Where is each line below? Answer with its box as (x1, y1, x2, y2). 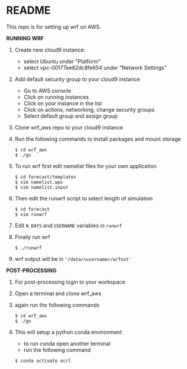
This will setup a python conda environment (14, 328, 122, 336)
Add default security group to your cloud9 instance (14, 75, 141, 83)
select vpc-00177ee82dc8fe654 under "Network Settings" (23, 64, 167, 71)
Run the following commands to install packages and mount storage (14, 135, 181, 143)
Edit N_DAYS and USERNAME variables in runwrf (14, 222, 122, 229)
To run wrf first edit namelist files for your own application (14, 162, 157, 169)
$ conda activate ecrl (14, 358, 71, 364)
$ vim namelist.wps (14, 179, 64, 185)
